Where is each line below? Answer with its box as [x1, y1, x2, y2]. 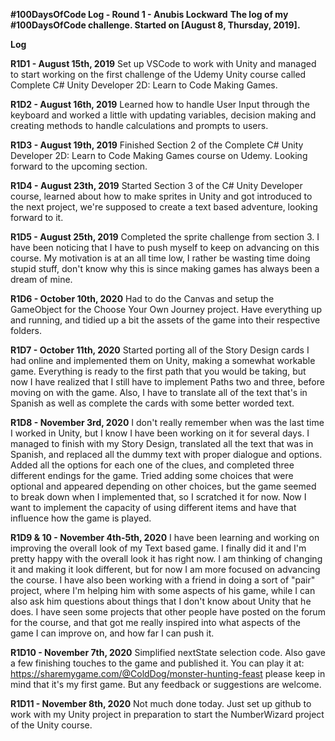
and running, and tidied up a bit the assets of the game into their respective [10, 314, 321, 326]
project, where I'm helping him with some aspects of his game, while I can [10, 585, 316, 596]
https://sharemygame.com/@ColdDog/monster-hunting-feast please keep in [10, 668, 326, 679]
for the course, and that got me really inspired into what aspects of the [10, 617, 301, 628]
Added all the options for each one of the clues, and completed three [10, 459, 295, 471]
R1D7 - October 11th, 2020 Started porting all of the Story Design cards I [10, 344, 310, 356]
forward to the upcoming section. [10, 160, 148, 172]
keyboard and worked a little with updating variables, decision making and [10, 109, 317, 121]
